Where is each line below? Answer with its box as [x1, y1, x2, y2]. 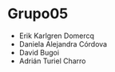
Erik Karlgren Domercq [18, 31, 95, 40]
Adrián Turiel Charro [18, 56, 86, 66]
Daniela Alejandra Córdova [18, 39, 108, 48]
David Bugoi [18, 47, 60, 57]
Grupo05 [7, 5, 69, 23]
